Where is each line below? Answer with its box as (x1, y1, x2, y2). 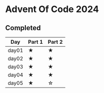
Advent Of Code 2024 (5, 4, 99, 15)
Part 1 (28, 39, 43, 45)
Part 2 (47, 39, 63, 45)
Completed (5, 24, 41, 32)
